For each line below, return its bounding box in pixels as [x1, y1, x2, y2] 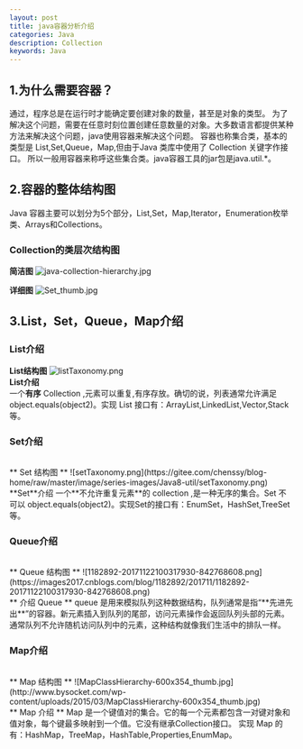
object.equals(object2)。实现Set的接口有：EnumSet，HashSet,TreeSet [26, 499, 290, 510]
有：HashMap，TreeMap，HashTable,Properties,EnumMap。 [9, 729, 237, 740]
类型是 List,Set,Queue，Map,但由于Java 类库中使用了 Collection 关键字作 [9, 142, 281, 152]
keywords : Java [9, 47, 67, 56]
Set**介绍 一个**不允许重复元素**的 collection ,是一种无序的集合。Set [17, 488, 277, 498]
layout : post [9, 13, 59, 23]
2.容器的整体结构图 [9, 182, 116, 197]
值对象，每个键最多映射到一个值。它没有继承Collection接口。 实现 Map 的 [9, 717, 284, 728]
